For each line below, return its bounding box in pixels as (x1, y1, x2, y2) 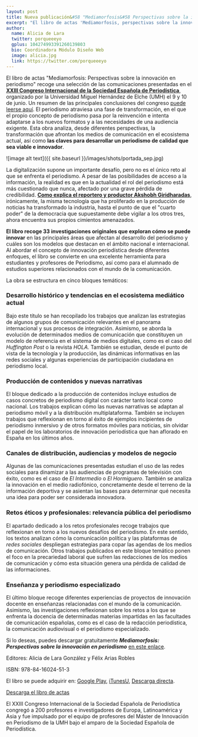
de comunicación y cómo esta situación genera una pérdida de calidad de (6, 559, 186, 566)
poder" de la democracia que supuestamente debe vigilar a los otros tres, (6, 210, 185, 217)
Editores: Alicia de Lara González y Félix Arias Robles (6, 654, 136, 661)
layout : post (6, 8, 38, 15)
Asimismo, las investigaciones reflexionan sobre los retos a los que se (6, 606, 176, 614)
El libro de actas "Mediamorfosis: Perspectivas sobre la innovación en (6, 74, 176, 81)
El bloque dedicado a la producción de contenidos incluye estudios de (6, 391, 177, 398)
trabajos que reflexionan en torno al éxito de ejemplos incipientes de (6, 415, 173, 422)
